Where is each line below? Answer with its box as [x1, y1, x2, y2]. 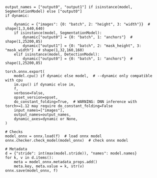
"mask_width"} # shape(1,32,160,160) [5, 48, 84, 53]
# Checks [5, 129, 23, 134]
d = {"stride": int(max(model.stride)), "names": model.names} [5, 151, 137, 156]
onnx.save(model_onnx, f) [5, 168, 58, 173]
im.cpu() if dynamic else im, [14, 82, 76, 87]
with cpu [5, 78, 23, 83]
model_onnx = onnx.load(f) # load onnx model [5, 134, 102, 139]
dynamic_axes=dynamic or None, [14, 117, 78, 121]
